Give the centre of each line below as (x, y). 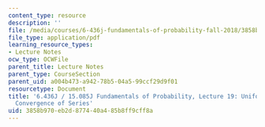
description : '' (35, 23)
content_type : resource (47, 15)
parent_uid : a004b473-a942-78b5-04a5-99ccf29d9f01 (93, 81)
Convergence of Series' (54, 103)
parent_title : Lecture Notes (56, 67)
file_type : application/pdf (54, 37)
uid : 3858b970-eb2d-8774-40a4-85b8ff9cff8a (81, 111)
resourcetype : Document (47, 89)
